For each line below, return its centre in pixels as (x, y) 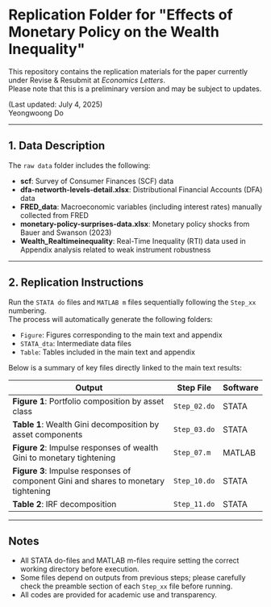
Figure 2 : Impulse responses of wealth (85, 447)
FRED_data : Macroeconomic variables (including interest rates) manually (141, 207)
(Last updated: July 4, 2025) (56, 104)
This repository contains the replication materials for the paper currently (128, 71)
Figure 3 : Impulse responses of (72, 471)
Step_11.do (194, 504)
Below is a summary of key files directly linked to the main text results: (125, 367)
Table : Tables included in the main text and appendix (108, 352)
